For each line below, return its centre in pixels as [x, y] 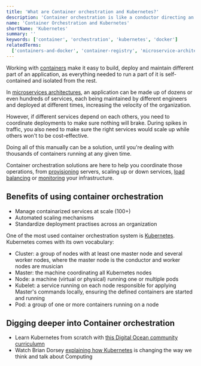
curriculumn [30, 344]
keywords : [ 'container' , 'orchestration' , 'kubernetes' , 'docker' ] [92, 40]
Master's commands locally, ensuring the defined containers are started [103, 292]
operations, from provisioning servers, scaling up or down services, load [96, 171]
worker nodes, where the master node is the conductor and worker [98, 260]
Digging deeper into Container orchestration [91, 323]
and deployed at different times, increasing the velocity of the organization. [99, 105]
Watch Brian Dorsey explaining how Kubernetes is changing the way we [103, 350]
